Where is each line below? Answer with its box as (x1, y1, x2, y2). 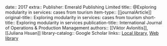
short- (143, 15, 156, 20)
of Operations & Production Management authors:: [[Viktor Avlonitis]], (5, 25, 149, 31)
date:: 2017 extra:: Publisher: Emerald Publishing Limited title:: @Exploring (5, 4, 157, 10)
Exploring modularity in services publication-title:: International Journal (16, 20, 162, 25)
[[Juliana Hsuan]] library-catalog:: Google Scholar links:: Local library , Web (5, 30, 159, 36)
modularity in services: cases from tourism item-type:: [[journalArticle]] (5, 9, 152, 15)
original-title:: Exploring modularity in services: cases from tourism (5, 15, 142, 20)
